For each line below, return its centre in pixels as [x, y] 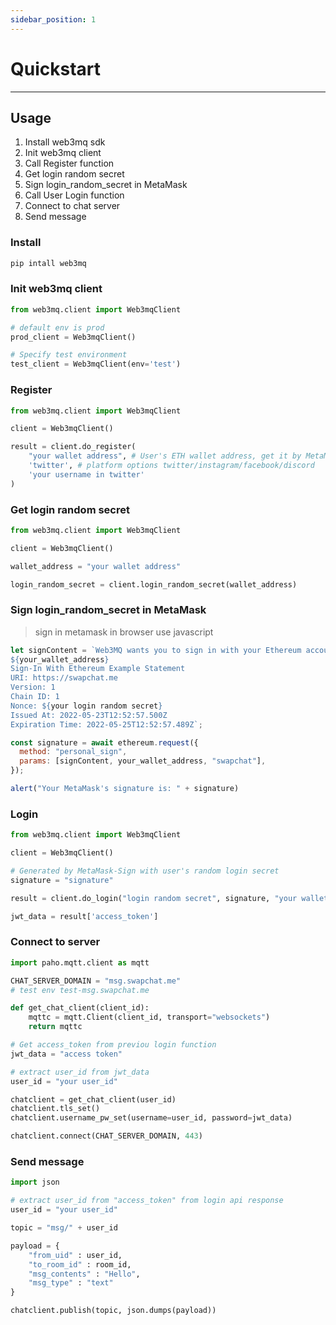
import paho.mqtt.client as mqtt [80, 962]
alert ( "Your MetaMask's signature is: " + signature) [125, 789]
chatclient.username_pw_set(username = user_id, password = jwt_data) [151, 1118]
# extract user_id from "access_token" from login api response [147, 1201]
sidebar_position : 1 [53, 19]
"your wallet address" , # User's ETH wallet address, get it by [165, 456]
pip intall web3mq [48, 263]
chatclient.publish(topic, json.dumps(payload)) [113, 1311]
